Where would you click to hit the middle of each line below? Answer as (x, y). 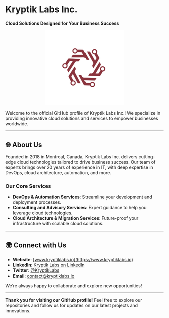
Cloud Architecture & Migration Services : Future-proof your (75, 218)
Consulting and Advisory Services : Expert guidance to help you (79, 208)
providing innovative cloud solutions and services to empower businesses (82, 119)
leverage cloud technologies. (43, 213)
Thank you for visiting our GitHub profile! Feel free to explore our (74, 300)
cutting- (147, 157)
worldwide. (17, 124)
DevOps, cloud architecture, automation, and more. (58, 173)
